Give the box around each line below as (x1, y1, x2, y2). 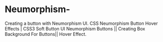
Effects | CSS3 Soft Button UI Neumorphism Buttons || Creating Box (5, 25, 145, 31)
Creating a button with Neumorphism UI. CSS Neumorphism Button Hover (5, 20, 158, 26)
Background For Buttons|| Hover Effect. (5, 31, 87, 37)
